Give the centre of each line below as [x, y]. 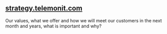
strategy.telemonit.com [44, 8]
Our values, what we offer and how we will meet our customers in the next [84, 20]
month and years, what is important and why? [54, 26]
